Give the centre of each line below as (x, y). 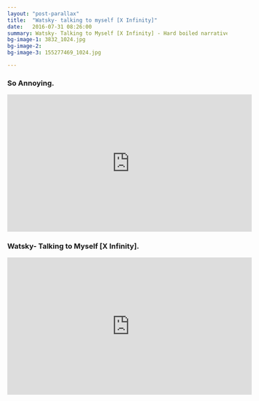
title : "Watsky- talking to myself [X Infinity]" (82, 20)
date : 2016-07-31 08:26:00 (50, 27)
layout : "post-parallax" (43, 14)
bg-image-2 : (24, 46)
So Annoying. (31, 83)
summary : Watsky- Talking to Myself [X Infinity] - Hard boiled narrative (118, 33)
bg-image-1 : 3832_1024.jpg (46, 40)
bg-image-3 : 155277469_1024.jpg (54, 53)
